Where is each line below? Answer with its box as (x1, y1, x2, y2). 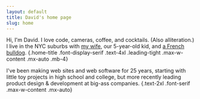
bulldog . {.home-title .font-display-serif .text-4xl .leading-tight (6, 49, 161, 56)
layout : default (6, 8, 47, 15)
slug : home (6, 20, 34, 26)
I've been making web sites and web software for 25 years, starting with (6, 67, 186, 74)
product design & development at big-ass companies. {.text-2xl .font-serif (6, 80, 190, 87)
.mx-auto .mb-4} (27, 55, 68, 63)
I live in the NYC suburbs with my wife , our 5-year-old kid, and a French (6, 43, 185, 50)
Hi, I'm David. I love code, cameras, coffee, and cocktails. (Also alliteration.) (6, 37, 195, 44)
